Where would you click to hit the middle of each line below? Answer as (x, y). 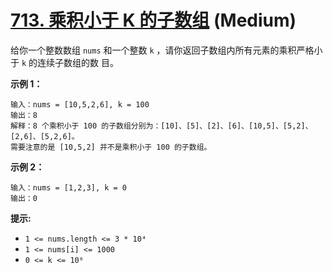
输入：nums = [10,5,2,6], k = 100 (80, 104)
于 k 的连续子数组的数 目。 (64, 62)
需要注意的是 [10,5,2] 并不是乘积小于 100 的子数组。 (111, 147)
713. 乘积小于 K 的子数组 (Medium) (153, 20)
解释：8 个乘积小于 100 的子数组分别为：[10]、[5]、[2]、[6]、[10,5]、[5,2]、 (161, 126)
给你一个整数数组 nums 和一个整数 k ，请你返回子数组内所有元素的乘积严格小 (166, 50)
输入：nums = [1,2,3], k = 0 (69, 187)
